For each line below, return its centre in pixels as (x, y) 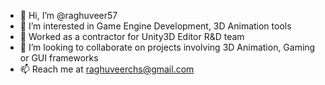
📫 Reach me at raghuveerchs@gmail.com (107, 69)
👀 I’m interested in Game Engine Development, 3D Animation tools (155, 26)
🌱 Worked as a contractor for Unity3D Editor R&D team (132, 36)
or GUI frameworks (59, 58)
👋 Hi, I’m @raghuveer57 (68, 15)
